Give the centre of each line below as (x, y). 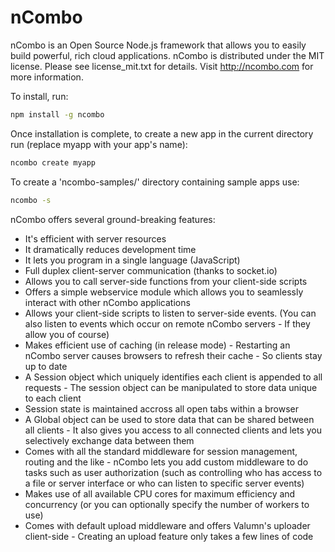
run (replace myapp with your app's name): (99, 144)
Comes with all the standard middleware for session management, (161, 451)
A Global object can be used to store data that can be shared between (169, 419)
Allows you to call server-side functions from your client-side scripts (166, 281)
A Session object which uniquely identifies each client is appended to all (173, 377)
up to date (46, 366)
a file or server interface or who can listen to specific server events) (164, 483)
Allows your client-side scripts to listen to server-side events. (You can (170, 313)
